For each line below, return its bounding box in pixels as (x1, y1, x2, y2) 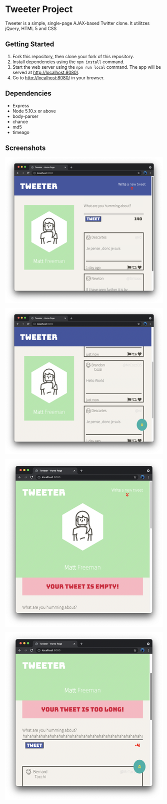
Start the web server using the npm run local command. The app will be (12, 64, 161, 70)
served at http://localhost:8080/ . (12, 69, 79, 75)
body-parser (12, 113, 38, 119)
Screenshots (5, 144, 46, 152)
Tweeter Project (5, 4, 73, 15)
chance (12, 118, 28, 124)
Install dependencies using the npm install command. (12, 59, 125, 65)
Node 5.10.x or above (12, 108, 56, 114)
